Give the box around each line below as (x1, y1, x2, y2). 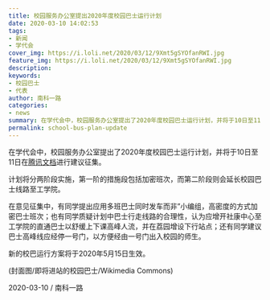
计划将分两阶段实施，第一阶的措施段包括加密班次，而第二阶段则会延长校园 (8, 174, 255, 183)
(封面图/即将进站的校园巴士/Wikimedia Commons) (8, 265, 174, 275)
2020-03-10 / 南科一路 (8, 282, 84, 292)
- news (8, 109, 31, 117)
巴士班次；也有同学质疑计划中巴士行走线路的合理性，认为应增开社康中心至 (14, 211, 262, 221)
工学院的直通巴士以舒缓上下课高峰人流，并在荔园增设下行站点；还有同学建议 (8, 221, 262, 231)
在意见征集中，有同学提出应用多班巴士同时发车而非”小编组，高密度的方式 (8, 201, 252, 211)
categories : (8, 101, 48, 109)
